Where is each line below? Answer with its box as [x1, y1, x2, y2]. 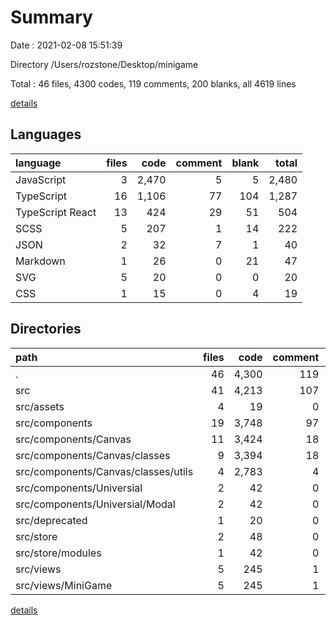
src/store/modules [15, 546, 102, 560]
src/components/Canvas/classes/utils [15, 464, 194, 478]
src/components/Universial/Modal [15, 497, 176, 511]
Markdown [15, 254, 66, 268]
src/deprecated [15, 513, 88, 527]
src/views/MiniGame [15, 578, 113, 592]
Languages [10, 126, 82, 143]
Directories [10, 321, 82, 338]
